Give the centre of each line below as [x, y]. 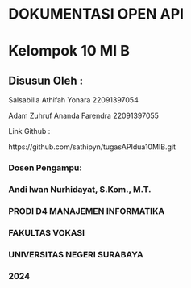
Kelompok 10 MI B [69, 51]
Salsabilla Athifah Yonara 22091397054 [73, 100]
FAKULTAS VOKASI [47, 232]
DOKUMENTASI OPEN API [96, 14]
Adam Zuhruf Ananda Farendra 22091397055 [84, 116]
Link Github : [29, 131]
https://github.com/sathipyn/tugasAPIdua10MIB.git [92, 147]
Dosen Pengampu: [45, 168]
